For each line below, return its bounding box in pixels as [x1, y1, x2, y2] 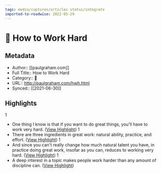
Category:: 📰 [12, 75, 38, 80]
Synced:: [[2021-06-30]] [12, 85, 61, 91]
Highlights [5, 99, 37, 107]
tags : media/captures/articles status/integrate [5, 7, 105, 12]
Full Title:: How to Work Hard [12, 70, 70, 76]
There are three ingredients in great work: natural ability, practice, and [12, 132, 152, 138]
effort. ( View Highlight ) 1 [12, 137, 60, 143]
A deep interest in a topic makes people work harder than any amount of [12, 157, 157, 163]
